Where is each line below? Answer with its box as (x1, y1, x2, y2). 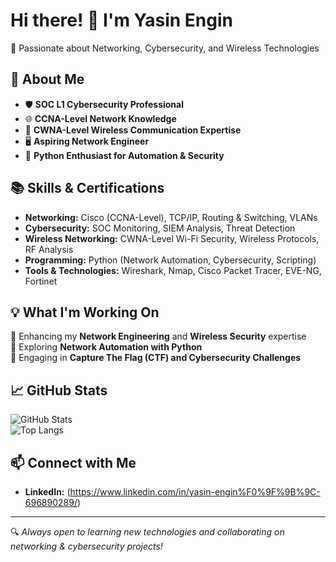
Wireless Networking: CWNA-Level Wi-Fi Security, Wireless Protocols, (24, 232, 320, 244)
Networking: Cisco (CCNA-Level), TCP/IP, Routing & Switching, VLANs (24, 211, 318, 223)
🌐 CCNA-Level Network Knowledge (24, 112, 177, 124)
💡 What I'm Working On (10, 304, 160, 321)
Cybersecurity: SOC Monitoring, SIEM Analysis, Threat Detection (24, 222, 296, 234)
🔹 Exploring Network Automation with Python (10, 341, 203, 353)
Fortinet (24, 275, 58, 287)
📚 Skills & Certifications (10, 180, 165, 197)
